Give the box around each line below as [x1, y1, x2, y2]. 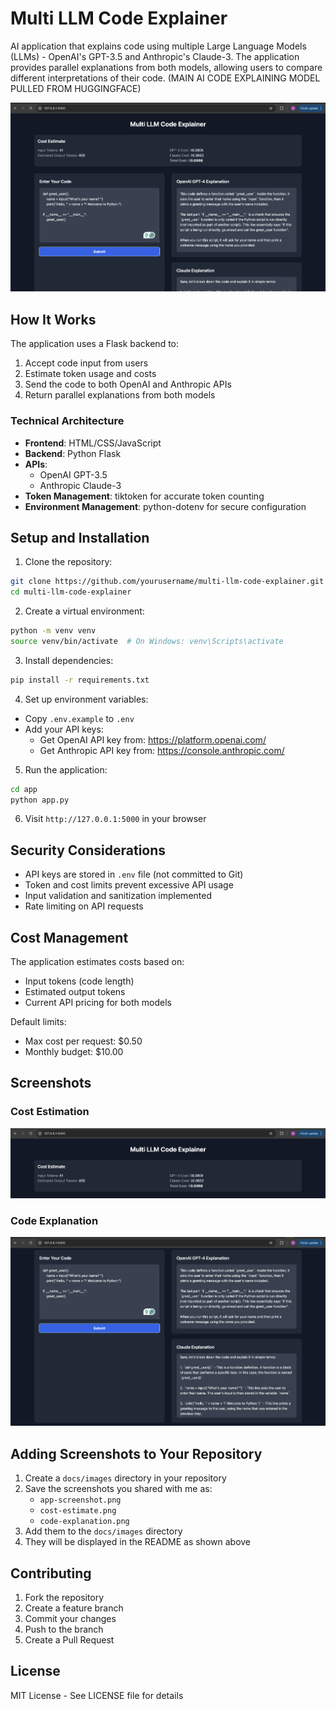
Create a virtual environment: [24, 605, 145, 617]
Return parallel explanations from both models [24, 389, 216, 401]
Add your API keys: [24, 723, 104, 735]
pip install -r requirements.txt [10, 675, 150, 685]
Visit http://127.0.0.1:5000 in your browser [24, 813, 207, 825]
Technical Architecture [10, 414, 125, 428]
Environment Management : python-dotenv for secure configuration [24, 500, 307, 512]
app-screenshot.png [39, 1495, 122, 1506]
